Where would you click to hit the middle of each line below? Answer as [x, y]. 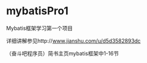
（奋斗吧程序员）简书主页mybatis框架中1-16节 [62, 53]
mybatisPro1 [37, 11]
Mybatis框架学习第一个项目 [40, 28]
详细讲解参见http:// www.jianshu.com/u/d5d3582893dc [73, 40]
